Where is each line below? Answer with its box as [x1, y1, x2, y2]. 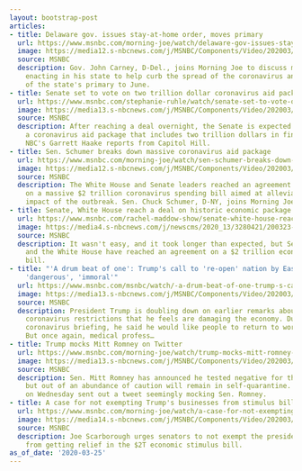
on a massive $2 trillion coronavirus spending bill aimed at [25, 189, 263, 198]
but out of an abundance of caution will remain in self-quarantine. [25, 382, 292, 391]
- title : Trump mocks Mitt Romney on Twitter [9, 340, 182, 349]
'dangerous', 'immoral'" [25, 273, 119, 282]
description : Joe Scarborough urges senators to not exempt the [17, 431, 263, 441]
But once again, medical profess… [25, 331, 155, 340]
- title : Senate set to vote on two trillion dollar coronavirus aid [9, 88, 276, 97]
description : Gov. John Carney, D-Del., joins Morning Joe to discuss [17, 64, 288, 73]
